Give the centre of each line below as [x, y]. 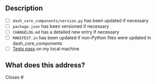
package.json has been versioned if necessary [61, 26]
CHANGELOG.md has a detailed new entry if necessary [66, 32]
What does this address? [45, 65]
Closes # [14, 77]
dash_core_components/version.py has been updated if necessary [81, 20]
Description [24, 8]
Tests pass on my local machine [46, 49]
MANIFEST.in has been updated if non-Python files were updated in [82, 38]
